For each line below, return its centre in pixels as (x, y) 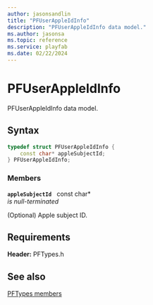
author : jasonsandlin (39, 14)
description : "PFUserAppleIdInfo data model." (77, 27)
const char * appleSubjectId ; (63, 153)
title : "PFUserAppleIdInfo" (49, 21)
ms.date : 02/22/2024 (38, 54)
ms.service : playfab (38, 47)
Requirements (39, 237)
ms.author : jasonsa (36, 34)
